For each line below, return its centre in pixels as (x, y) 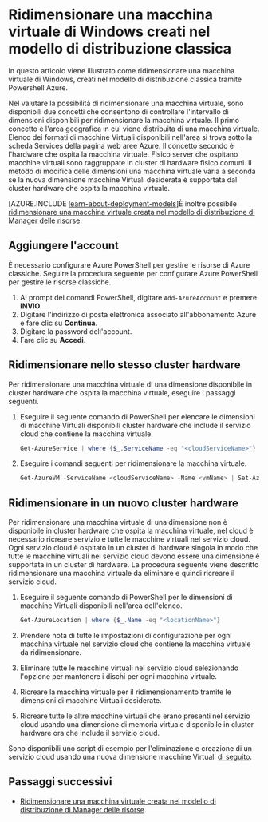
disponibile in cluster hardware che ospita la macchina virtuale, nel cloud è (131, 531)
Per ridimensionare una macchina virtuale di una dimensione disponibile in (130, 384)
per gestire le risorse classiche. (60, 282)
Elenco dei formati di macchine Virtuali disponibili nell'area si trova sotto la (130, 137)
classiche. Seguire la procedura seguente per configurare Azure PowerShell (133, 273)
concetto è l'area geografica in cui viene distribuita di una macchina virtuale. (134, 129)
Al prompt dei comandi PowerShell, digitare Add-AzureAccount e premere (138, 297)
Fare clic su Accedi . (53, 340)
